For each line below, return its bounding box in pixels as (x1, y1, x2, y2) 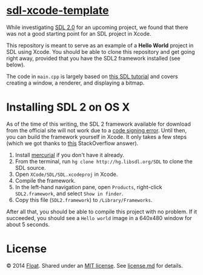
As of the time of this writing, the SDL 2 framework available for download (6, 120, 191, 128)
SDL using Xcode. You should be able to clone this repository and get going (6, 48, 195, 55)
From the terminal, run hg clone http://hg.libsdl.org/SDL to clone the (15, 158, 193, 165)
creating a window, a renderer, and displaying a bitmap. (6, 79, 145, 86)
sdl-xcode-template (6, 4, 109, 18)
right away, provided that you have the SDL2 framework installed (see (6, 54, 181, 62)
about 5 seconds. (6, 221, 50, 228)
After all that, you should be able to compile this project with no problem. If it (6, 208, 198, 215)
